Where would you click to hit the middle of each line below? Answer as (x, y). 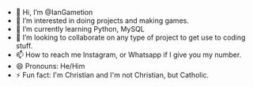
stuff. (24, 46)
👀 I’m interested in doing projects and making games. (102, 21)
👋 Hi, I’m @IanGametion (54, 12)
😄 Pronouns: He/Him (50, 66)
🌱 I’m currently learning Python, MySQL (80, 29)
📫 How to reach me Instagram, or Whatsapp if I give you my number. (128, 55)
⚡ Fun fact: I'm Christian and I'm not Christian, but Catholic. (112, 75)
